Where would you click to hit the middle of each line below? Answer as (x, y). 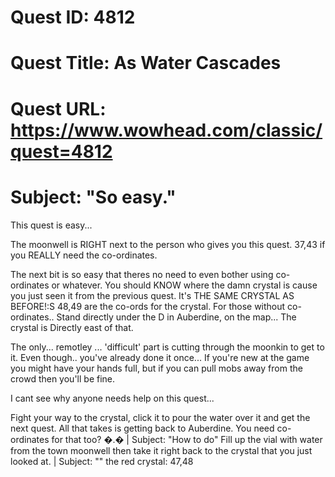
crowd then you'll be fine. (63, 378)
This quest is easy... (51, 225)
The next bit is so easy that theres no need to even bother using (142, 274)
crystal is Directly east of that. (72, 327)
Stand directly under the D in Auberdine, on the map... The (176, 317)
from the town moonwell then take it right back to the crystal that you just (161, 450)
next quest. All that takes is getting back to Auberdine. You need (142, 428)
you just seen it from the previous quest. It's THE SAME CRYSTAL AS (152, 295)
